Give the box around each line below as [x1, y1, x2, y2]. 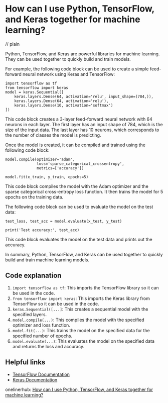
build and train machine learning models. [5, 257, 89, 263]
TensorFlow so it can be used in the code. [12, 300, 99, 307]
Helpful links [5, 358, 46, 367]
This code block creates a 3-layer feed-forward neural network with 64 [5, 116, 153, 122]
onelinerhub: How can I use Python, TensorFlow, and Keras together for [5, 386, 153, 392]
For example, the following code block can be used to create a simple [5, 66, 149, 72]
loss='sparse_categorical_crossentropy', [37, 161, 124, 166]
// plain [5, 41, 20, 47]
